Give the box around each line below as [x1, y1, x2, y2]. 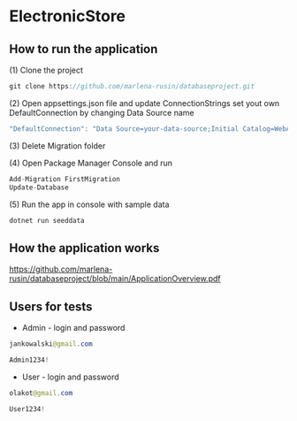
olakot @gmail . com [9, 388, 73, 397]
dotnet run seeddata [9, 216, 86, 225]
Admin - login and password [21, 323, 126, 333]
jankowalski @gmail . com [9, 340, 93, 348]
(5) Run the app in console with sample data [9, 199, 170, 210]
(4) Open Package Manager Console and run [9, 157, 173, 168]
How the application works [9, 241, 160, 256]
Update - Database [9, 183, 69, 192]
